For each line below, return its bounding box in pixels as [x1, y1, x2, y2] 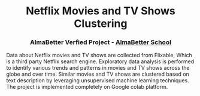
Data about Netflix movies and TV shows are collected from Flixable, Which [6, 52, 193, 59]
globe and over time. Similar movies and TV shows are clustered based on [6, 70, 190, 78]
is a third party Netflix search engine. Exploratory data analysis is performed [6, 58, 195, 65]
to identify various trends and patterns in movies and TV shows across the [6, 64, 190, 72]
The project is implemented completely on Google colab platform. [6, 83, 168, 91]
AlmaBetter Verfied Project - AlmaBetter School [29, 38, 172, 47]
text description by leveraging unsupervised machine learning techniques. [6, 77, 190, 84]
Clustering [74, 17, 128, 30]
